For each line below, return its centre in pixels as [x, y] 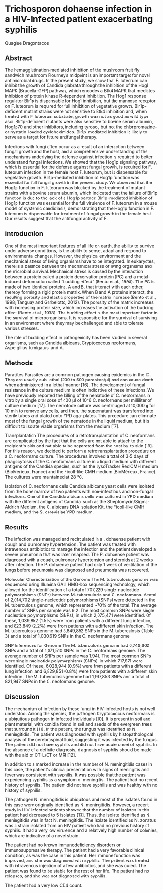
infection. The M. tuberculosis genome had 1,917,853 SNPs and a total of [77, 677]
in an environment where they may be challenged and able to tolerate [74, 323]
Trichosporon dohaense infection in [79, 9]
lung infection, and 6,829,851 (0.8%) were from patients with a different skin [81, 671]
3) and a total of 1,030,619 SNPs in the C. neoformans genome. [68, 636]
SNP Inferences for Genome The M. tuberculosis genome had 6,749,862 [77, 645]
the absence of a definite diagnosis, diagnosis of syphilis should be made [78, 750]
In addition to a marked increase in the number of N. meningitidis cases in [79, 764]
